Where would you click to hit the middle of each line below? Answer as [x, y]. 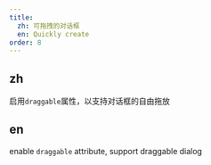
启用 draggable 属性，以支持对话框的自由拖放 [90, 101]
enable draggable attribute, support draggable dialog [106, 151]
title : [21, 17]
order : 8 [25, 42]
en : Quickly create [53, 34]
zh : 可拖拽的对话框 [49, 26]
